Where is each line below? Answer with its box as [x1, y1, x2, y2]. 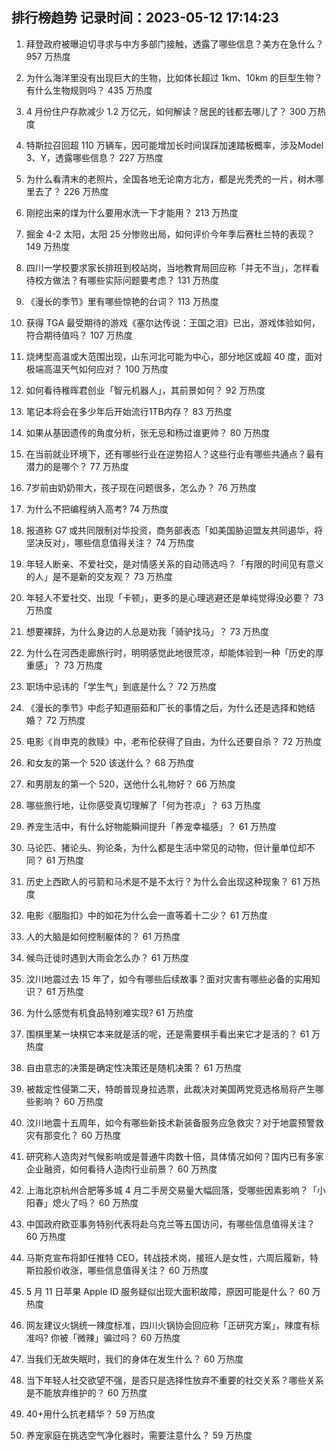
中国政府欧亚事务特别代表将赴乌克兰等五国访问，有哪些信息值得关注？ [25, 1218, 316, 1230]
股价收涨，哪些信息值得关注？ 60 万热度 [43, 1264, 209, 1276]
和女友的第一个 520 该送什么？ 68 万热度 [25, 756, 195, 768]
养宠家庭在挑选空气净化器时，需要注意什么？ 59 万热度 [25, 1429, 253, 1441]
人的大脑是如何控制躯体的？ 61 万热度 [25, 930, 181, 942]
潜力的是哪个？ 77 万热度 [25, 460, 129, 472]
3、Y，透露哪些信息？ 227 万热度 [25, 151, 164, 163]
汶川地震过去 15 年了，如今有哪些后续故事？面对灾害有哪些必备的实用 [25, 973, 312, 985]
